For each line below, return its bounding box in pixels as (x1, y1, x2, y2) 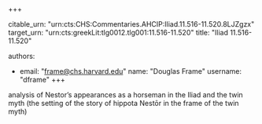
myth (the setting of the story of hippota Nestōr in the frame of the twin (8, 99, 239, 108)
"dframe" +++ (19, 75, 65, 84)
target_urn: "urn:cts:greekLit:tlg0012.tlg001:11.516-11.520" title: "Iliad (8, 28, 228, 37)
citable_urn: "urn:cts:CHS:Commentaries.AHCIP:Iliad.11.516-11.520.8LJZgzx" (8, 20, 255, 28)
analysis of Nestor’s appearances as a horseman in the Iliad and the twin (8, 90, 244, 99)
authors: (8, 52, 35, 60)
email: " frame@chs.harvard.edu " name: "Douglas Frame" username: (19, 67, 242, 75)
